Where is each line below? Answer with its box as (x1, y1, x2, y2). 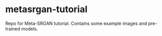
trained (5, 25, 20, 31)
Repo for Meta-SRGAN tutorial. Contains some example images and (5, 20, 147, 26)
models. (21, 25, 38, 31)
